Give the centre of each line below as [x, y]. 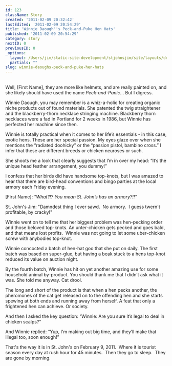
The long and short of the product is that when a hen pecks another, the [81, 290]
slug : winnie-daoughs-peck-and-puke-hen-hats [55, 67]
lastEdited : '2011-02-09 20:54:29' [43, 24]
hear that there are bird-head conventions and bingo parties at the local [81, 181]
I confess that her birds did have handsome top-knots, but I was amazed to [84, 176]
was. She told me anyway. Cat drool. [44, 280]
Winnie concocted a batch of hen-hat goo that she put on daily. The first [81, 249]
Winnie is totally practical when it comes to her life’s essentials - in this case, [86, 134]
